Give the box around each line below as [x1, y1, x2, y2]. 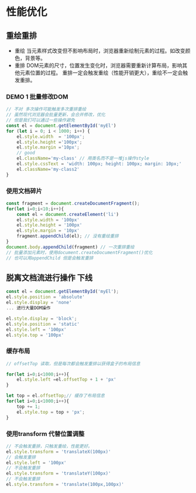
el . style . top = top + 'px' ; [16, 409, 85, 415]
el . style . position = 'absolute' [6, 294, 85, 300]
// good [16, 150, 35, 156]
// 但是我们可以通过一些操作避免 [6, 117, 75, 123]
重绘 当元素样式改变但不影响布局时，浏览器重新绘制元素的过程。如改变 [14, 48, 185, 54]
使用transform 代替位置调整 [6, 430, 85, 438]
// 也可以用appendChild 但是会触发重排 [6, 255, 94, 261]
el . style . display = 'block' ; [6, 315, 77, 322]
